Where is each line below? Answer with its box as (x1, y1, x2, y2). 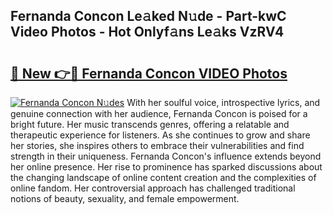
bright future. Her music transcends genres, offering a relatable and (10, 119, 290, 130)
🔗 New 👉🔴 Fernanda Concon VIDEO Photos (10, 65, 288, 82)
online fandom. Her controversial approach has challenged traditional (10, 182, 296, 194)
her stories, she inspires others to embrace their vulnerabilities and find (10, 140, 305, 151)
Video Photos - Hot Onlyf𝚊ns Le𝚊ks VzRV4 (10, 24, 285, 41)
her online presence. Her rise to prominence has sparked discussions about (10, 161, 323, 173)
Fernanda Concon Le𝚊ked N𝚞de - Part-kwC (10, 8, 287, 25)
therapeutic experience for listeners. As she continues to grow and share (10, 129, 311, 141)
